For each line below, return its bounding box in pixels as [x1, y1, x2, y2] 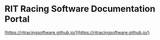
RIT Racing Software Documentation [4, 3, 156, 14]
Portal [4, 13, 30, 25]
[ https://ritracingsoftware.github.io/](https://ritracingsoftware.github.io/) [4, 29, 150, 35]
